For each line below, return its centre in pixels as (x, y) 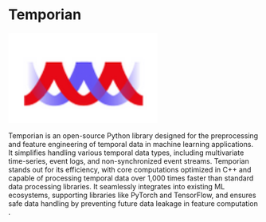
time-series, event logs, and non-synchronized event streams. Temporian (129, 161)
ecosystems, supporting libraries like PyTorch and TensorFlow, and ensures (132, 195)
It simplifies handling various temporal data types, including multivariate (126, 153)
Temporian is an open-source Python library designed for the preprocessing (133, 136)
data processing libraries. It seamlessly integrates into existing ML (117, 187)
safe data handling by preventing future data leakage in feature (111, 204)
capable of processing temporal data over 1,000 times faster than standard (131, 178)
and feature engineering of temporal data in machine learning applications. (131, 145)
